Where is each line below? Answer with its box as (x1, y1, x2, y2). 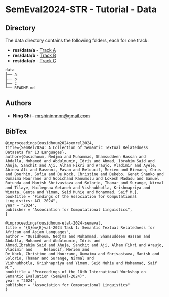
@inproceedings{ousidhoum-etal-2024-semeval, (5, 220, 103, 226)
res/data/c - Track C (12, 58, 57, 64)
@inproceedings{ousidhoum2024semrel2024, (5, 140, 94, 145)
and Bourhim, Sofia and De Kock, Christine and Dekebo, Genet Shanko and (5, 171, 164, 177)
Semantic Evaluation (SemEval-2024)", (5, 274, 87, 279)
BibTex (5, 127, 27, 136)
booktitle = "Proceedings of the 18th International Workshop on (5, 269, 146, 274)
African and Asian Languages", (5, 229, 71, 234)
